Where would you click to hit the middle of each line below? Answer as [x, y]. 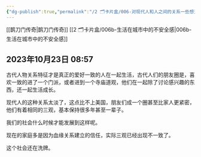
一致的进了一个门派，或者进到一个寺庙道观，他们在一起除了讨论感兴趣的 [100, 82]
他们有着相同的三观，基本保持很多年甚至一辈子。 [66, 110]
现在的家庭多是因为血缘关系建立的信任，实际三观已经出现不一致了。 [90, 136]
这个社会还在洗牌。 [30, 148]
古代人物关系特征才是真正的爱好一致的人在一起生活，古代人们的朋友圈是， [98, 75]
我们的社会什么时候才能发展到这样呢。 [53, 122]
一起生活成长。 [40, 90]
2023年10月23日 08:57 [50, 59]
